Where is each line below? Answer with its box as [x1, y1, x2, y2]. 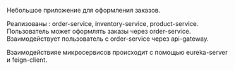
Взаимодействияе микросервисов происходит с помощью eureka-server [6, 49, 228, 56]
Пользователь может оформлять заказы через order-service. [6, 27, 191, 35]
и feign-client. [6, 56, 47, 64]
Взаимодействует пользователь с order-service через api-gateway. [6, 34, 209, 43]
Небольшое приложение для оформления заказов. [6, 6, 161, 14]
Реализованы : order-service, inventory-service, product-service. [6, 20, 199, 27]
